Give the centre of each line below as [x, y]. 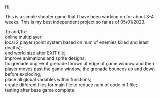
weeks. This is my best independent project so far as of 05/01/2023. [75, 22]
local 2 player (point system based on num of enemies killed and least [77, 42]
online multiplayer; [24, 37]
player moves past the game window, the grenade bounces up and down [80, 69]
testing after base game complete [40, 90]
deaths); [14, 48]
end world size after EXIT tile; [35, 53]
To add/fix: [16, 32]
